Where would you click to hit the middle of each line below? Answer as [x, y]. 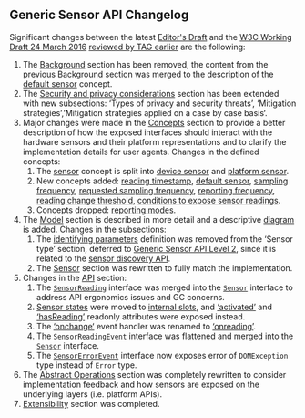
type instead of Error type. [86, 365]
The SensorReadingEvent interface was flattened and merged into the [165, 336]
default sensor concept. [67, 84]
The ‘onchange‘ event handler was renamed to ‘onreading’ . [146, 326]
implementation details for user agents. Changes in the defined [141, 152]
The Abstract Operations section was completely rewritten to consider [154, 374]
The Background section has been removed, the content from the [145, 64]
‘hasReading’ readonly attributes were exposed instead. [141, 316]
